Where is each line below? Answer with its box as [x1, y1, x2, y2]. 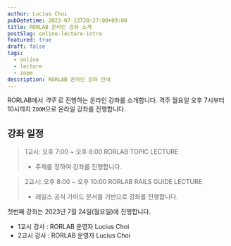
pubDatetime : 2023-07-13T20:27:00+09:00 [7, 17, 128, 24]
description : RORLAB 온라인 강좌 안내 [7, 75, 111, 83]
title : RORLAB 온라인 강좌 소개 [7, 23, 92, 30]
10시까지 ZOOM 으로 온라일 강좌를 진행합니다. [7, 105, 127, 113]
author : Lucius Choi [7, 10, 68, 18]
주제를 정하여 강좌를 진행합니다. [35, 163, 122, 171]
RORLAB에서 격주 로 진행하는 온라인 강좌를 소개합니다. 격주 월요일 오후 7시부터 [7, 96, 225, 104]
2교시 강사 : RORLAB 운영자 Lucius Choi [17, 231, 131, 240]
